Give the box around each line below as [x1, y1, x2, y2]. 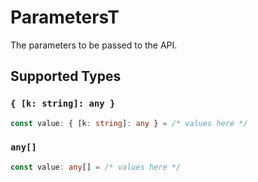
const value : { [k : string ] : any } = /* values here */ [10, 118, 248, 128]
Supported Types [10, 68, 122, 85]
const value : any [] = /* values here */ [10, 162, 182, 172]
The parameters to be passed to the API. [10, 39, 178, 51]
